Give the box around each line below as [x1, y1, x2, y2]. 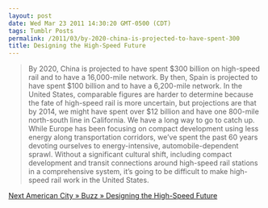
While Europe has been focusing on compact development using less [27, 124, 259, 134]
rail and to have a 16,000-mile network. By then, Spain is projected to [27, 73, 258, 82]
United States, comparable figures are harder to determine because [27, 89, 254, 99]
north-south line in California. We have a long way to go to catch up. [27, 115, 255, 125]
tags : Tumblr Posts [8, 27, 74, 35]
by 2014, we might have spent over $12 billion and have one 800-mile [27, 106, 260, 117]
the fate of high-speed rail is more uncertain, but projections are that [27, 98, 257, 108]
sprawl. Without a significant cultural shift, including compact [27, 150, 232, 160]
